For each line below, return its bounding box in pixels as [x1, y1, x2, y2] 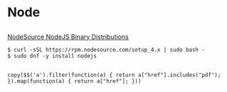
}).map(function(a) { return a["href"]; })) [7, 77, 142, 85]
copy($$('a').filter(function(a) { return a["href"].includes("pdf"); [7, 71, 221, 79]
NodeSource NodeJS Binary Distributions [7, 33, 130, 41]
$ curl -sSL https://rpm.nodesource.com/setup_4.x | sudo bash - [7, 46, 205, 53]
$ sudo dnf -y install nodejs [7, 52, 97, 59]
